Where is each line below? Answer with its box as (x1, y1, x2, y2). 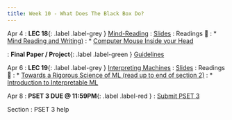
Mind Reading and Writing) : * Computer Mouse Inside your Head (7, 36, 194, 45)
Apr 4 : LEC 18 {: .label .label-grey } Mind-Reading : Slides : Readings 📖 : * (7, 29, 217, 37)
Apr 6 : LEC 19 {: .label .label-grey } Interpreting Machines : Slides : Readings (7, 63, 226, 71)
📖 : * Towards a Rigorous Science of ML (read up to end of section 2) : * (7, 71, 213, 79)
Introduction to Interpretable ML (7, 78, 99, 87)
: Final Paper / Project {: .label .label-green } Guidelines (7, 50, 165, 58)
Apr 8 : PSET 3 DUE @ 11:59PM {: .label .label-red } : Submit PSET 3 (7, 92, 200, 100)
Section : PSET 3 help (7, 105, 69, 113)
